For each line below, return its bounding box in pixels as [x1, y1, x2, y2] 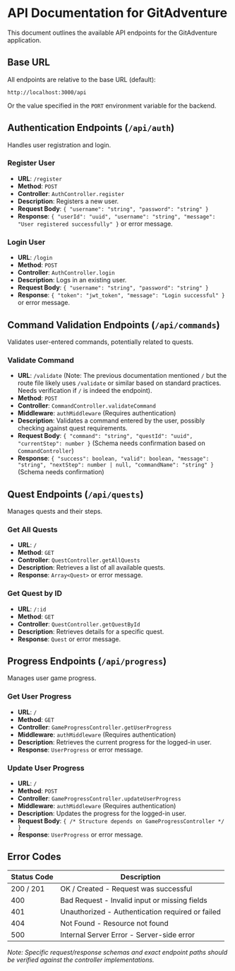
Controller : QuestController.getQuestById [17, 619, 140, 628]
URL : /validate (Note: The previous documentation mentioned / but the [17, 372, 227, 380]
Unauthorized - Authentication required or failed [60, 907, 221, 917]
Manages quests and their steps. [7, 507, 103, 516]
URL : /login [17, 253, 53, 262]
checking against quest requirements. [17, 424, 128, 432]
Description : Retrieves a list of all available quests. [17, 563, 166, 572]
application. [7, 35, 42, 44]
